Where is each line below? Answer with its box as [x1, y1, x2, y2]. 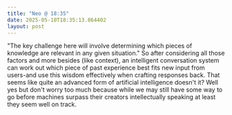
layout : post [7, 23, 45, 30]
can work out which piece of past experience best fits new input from [7, 63, 205, 72]
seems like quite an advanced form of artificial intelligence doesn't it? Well [7, 79, 219, 87]
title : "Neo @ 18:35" [7, 10, 70, 17]
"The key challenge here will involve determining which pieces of [7, 42, 193, 50]
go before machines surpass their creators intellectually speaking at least [7, 93, 216, 101]
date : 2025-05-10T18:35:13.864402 [7, 17, 107, 23]
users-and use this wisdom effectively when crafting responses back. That [7, 71, 220, 79]
